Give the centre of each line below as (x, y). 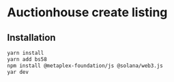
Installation (31, 38)
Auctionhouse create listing (87, 13)
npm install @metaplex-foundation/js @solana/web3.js (85, 66)
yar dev (18, 72)
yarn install (26, 53)
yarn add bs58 (27, 59)
